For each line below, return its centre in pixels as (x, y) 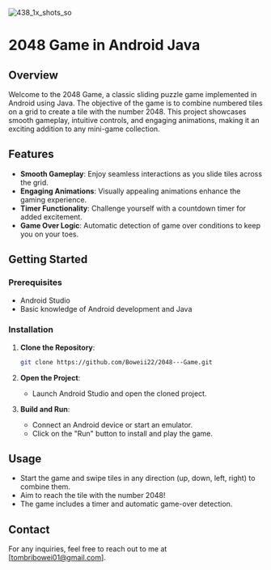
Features (31, 154)
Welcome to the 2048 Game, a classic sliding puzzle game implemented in (133, 94)
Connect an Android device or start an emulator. (112, 424)
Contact (29, 529)
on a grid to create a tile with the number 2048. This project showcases (127, 112)
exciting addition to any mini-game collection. (84, 129)
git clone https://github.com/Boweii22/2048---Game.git (116, 362)
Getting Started (48, 259)
